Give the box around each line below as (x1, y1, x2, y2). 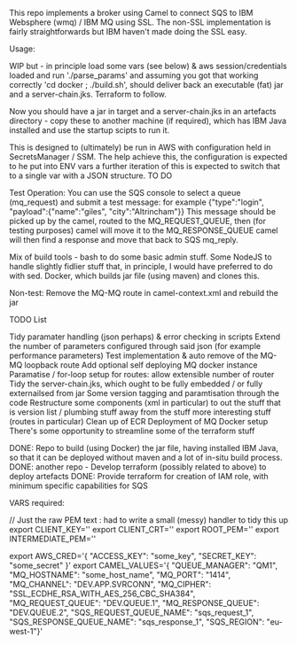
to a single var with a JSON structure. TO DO (9, 170, 173, 181)
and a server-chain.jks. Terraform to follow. (9, 89, 167, 99)
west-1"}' (9, 626, 43, 636)
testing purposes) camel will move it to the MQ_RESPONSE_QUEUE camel (9, 225, 278, 236)
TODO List (9, 315, 47, 324)
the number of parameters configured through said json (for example (9, 341, 262, 351)
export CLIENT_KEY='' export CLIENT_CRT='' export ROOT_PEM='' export (9, 525, 279, 534)
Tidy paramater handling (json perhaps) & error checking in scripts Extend (9, 331, 281, 342)
